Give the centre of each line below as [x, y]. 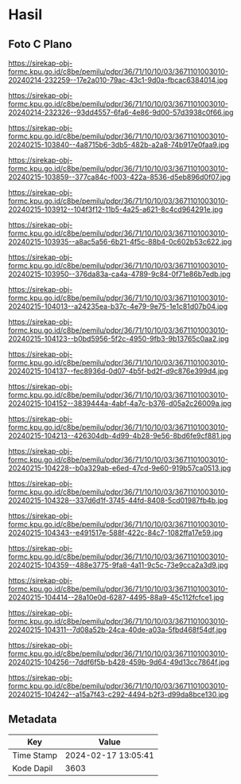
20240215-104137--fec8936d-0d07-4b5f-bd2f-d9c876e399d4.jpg [119, 371]
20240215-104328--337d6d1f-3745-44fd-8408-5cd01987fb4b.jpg [118, 500]
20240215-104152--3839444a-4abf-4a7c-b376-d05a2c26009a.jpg [120, 403]
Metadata [33, 719]
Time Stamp [35, 755]
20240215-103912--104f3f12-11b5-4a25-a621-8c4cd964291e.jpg [116, 209]
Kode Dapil [33, 768]
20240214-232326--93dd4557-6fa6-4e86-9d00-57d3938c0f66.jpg [121, 112]
